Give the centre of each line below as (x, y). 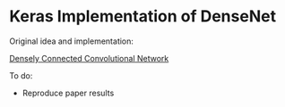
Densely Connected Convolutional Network (89, 58)
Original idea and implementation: (72, 41)
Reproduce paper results (68, 93)
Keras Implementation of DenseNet (142, 16)
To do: (21, 75)
